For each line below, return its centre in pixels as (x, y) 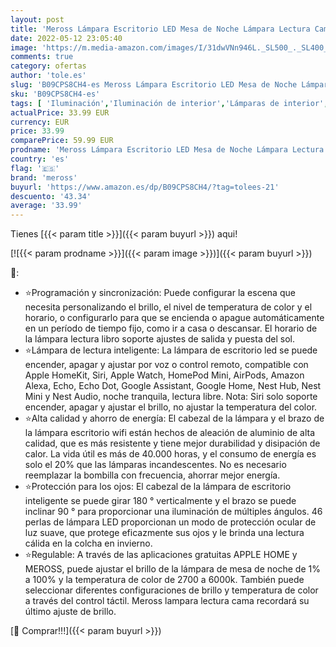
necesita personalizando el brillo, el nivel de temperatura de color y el (168, 307)
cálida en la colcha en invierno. (88, 543)
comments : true (42, 57)
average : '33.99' (46, 206)
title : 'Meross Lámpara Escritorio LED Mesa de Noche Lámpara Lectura (160, 29)
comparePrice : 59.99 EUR (62, 141)
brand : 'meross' (44, 177)
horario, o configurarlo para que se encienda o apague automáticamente (174, 318)
